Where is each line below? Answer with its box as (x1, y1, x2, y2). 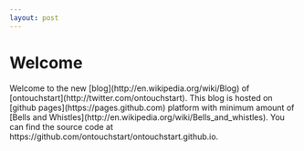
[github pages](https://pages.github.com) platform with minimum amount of (9, 102, 295, 113)
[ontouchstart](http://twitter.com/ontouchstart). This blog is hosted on (9, 92, 273, 103)
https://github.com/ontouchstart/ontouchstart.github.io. (9, 131, 219, 142)
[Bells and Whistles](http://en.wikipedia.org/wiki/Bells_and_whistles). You (9, 111, 286, 123)
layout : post (9, 13, 59, 23)
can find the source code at (9, 121, 114, 132)
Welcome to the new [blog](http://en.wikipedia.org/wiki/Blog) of (9, 83, 250, 94)
